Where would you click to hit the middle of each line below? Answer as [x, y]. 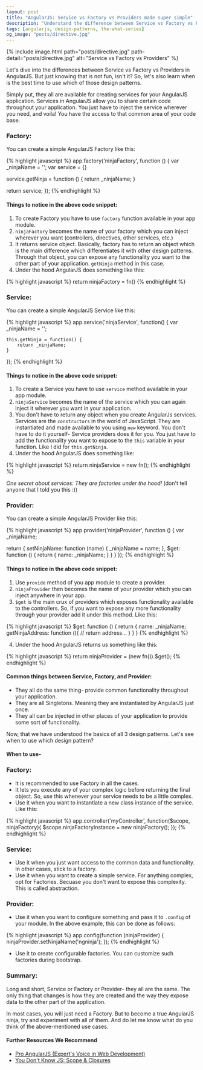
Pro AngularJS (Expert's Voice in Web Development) [80, 1054]
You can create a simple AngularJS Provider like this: [72, 518]
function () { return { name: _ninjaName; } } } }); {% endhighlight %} [90, 555]
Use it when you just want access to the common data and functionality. [105, 863]
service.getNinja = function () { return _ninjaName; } [71, 179]
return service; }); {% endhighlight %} [53, 191]
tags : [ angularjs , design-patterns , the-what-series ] [76, 29]
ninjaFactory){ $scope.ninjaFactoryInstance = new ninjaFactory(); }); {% [96, 827]
